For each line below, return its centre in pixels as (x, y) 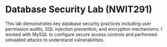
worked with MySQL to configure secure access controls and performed (81, 34)
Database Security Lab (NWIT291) (79, 9)
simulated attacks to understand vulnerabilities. (55, 40)
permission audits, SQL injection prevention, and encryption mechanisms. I (84, 29)
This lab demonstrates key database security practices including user (78, 24)
